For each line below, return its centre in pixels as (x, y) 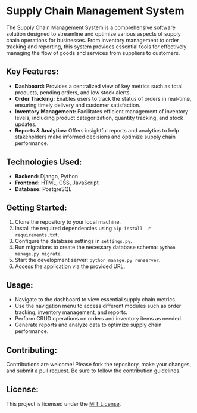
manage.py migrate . (38, 254)
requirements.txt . (37, 235)
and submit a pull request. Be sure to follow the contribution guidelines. (93, 371)
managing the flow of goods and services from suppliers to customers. (93, 53)
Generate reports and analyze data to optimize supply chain (88, 325)
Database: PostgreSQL (43, 189)
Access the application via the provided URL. (70, 266)
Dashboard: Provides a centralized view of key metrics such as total (98, 86)
